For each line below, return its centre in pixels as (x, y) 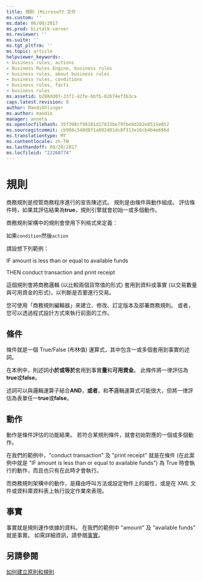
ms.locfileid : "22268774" (39, 153)
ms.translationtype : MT (36, 136)
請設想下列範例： (28, 248)
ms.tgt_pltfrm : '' (29, 46)
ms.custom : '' (24, 18)
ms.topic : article (29, 51)
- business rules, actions (40, 62)
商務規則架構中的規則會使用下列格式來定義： (62, 223)
